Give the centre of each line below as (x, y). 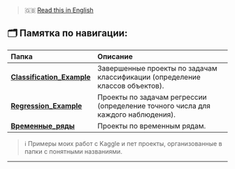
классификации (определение (149, 77)
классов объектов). (131, 85)
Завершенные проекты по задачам (158, 68)
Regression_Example (47, 105)
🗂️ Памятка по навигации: (67, 33)
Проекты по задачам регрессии (152, 97)
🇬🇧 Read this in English (59, 10)
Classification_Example (51, 77)
